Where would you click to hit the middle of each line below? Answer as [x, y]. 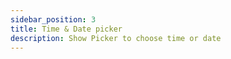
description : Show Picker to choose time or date [116, 38]
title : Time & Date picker [66, 29]
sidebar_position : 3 [53, 19]
